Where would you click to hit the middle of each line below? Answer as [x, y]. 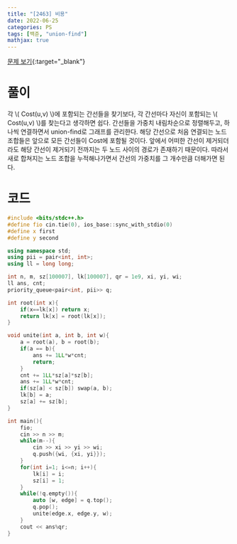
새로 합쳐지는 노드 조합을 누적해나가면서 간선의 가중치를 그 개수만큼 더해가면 [112, 159]
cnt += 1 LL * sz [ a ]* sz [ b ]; [57, 375]
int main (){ [25, 421]
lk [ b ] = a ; [36, 395]
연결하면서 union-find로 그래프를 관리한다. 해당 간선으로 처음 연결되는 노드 [123, 132]
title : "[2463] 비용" [38, 14]
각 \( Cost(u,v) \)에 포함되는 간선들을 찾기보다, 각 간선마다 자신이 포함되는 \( [112, 114]
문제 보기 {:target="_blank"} [46, 62]
